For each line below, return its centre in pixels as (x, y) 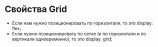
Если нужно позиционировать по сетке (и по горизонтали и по (79, 33)
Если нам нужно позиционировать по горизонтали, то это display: (82, 23)
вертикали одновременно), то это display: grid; (62, 39)
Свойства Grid (36, 9)
